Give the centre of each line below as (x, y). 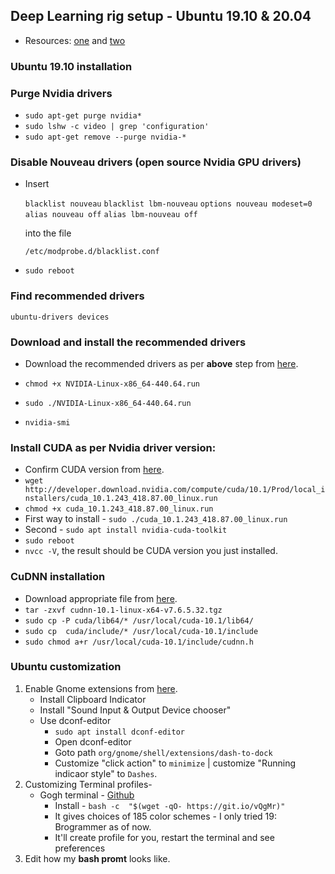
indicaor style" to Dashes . (106, 773)
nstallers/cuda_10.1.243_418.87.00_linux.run (121, 499)
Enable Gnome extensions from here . (101, 688)
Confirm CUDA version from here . (94, 470)
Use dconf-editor (75, 720)
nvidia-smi (47, 422)
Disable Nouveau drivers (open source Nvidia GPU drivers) (156, 162)
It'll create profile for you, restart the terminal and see (164, 837)
